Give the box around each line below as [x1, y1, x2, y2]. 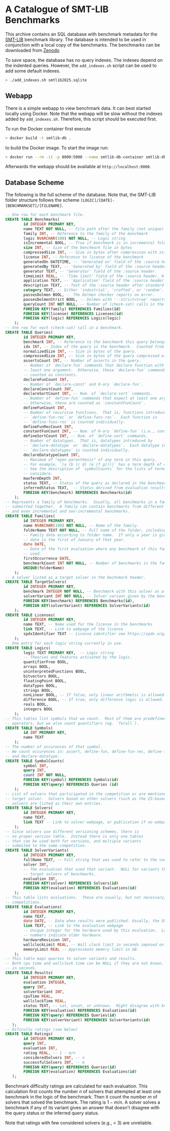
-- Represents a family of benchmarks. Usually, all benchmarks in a [5, 499, 157, 504]
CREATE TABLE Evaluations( [5, 904, 62, 910]
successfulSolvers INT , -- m [23, 1060, 85, 1065]
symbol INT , [23, 763, 49, 768]
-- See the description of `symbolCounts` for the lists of [23, 466, 153, 472]
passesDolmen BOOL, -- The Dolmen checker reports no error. [23, 292, 155, 297]
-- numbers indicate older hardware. [23, 933, 103, 938]
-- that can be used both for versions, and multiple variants [5, 838, 142, 844]
